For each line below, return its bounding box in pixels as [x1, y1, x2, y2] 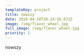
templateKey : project [5, 7, 50, 12]
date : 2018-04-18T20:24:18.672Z [5, 16, 72, 21]
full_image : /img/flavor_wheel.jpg [5, 26, 79, 31]
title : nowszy [5, 12, 35, 17]
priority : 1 [5, 30, 30, 35]
